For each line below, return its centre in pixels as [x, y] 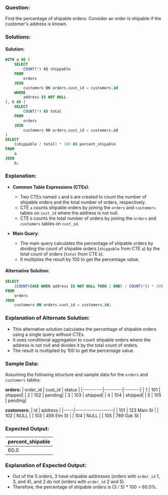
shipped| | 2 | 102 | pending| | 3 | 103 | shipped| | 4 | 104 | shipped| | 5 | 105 [83, 395]
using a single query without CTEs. [49, 334]
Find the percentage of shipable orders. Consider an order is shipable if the [83, 19]
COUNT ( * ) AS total [43, 112]
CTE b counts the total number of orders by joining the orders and [88, 218]
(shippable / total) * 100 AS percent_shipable [65, 144]
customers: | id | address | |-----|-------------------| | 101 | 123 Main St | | [82, 410]
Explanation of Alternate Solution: [48, 318]
